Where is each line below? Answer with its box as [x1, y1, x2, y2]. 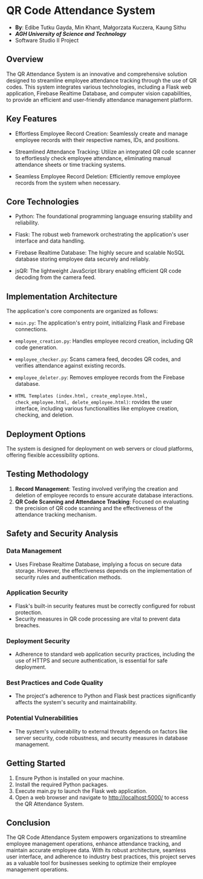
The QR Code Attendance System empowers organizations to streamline [6, 834, 187, 841]
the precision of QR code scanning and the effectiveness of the [14, 504, 173, 511]
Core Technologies [6, 197, 80, 207]
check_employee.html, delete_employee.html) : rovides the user [14, 399, 172, 406]
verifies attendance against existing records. [14, 362, 126, 369]
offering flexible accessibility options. [6, 451, 100, 459]
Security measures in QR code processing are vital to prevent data [14, 615, 181, 622]
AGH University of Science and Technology [14, 30, 127, 37]
